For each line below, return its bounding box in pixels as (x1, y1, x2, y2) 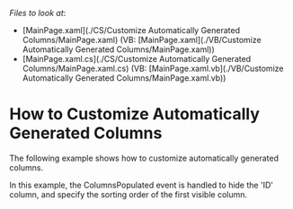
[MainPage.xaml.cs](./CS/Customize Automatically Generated (22, 54, 252, 64)
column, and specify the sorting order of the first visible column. (9, 188, 248, 200)
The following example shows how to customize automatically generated (9, 152, 280, 163)
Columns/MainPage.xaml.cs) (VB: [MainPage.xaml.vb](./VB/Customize (22, 63, 284, 74)
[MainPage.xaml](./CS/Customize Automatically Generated (22, 25, 241, 35)
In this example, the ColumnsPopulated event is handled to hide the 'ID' (9, 179, 274, 190)
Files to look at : (9, 8, 67, 18)
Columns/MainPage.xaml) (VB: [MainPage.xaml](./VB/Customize (22, 35, 262, 45)
